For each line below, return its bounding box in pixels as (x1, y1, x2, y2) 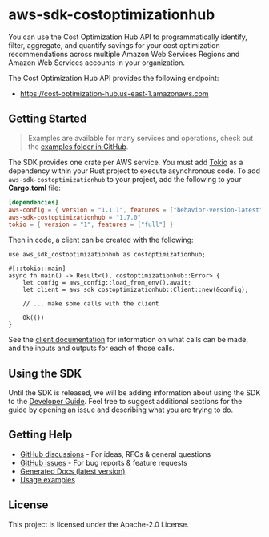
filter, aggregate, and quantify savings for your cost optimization (8, 40, 220, 50)
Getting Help (8, 428, 73, 442)
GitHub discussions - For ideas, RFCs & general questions (19, 449, 211, 458)
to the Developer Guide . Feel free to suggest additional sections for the (8, 397, 243, 406)
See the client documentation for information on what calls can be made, (8, 335, 248, 345)
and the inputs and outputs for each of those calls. (8, 343, 175, 353)
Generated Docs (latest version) (19, 466, 126, 476)
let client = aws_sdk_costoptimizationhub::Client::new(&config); (22, 286, 249, 294)
